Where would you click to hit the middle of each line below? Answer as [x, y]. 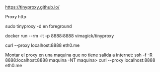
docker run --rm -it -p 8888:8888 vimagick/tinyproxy [60, 36]
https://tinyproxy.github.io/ [32, 7]
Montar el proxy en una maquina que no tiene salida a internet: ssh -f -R [79, 55]
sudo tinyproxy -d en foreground [39, 26]
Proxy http [16, 17]
